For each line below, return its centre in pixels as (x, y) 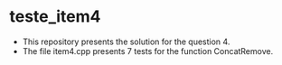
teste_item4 (55, 17)
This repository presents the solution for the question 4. (126, 42)
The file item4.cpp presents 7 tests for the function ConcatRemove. (148, 51)
